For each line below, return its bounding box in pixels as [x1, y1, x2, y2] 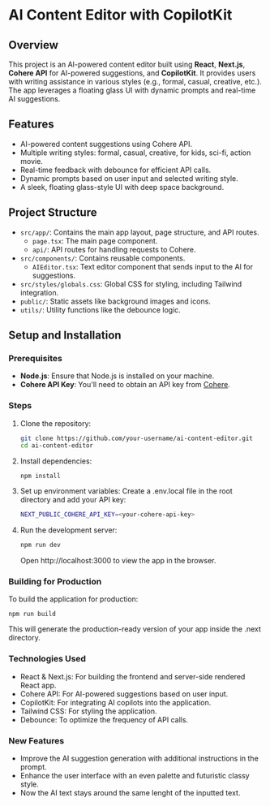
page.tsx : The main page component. [32, 235, 158, 245]
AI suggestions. [8, 94, 61, 103]
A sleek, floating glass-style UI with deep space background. [19, 182, 225, 192]
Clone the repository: [19, 418, 92, 428]
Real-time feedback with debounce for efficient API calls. [19, 165, 212, 175]
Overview [8, 38, 59, 52]
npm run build [8, 610, 57, 619]
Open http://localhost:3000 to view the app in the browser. [19, 556, 216, 566]
